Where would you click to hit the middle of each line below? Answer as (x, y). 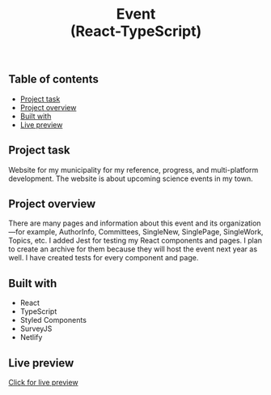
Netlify (31, 337)
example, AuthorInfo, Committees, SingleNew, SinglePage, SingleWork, (145, 232)
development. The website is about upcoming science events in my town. (131, 178)
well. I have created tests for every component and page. (104, 258)
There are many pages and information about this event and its (113, 223)
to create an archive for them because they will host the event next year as (133, 249)
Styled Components (53, 320)
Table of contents (53, 79)
